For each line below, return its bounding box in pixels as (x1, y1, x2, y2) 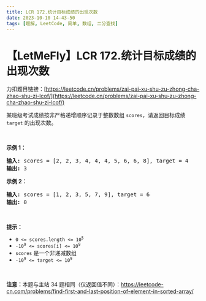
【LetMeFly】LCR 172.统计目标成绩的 (6, 48, 196, 63)
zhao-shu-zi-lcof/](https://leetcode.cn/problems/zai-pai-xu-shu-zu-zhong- (6, 93, 197, 100)
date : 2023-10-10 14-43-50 (6, 15, 75, 21)
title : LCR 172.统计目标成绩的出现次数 (6, 9, 98, 15)
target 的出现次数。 (6, 119, 57, 126)
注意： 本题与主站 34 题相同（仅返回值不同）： (6, 281, 121, 288)
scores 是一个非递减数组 (15, 250, 77, 257)
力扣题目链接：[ (6, 85, 47, 93)
